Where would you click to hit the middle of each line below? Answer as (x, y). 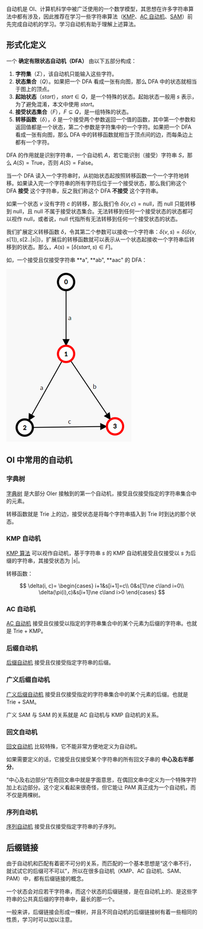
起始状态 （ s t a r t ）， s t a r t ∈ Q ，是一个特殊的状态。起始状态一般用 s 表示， (106, 97)
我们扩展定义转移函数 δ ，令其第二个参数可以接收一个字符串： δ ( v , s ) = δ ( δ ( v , (101, 231)
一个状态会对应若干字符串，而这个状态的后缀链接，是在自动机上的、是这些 (99, 891)
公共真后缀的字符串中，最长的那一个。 (70, 899)
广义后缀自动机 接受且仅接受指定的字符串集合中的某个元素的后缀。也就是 (97, 694)
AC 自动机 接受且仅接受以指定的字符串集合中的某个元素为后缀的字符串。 (96, 623)
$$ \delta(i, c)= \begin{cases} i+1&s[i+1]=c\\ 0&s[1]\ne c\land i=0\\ (102, 586)
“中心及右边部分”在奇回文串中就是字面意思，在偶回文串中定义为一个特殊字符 (101, 780)
